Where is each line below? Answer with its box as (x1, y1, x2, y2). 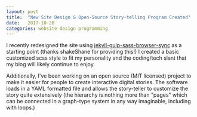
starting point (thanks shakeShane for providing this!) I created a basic (6, 48, 179, 56)
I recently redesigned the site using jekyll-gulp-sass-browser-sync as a (6, 42, 182, 49)
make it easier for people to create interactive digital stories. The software (6, 79, 188, 86)
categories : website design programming (6, 25, 109, 32)
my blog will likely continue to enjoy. (6, 61, 96, 68)
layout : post (6, 8, 39, 15)
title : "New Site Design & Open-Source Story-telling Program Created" (6, 14, 191, 20)
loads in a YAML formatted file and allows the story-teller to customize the (6, 85, 189, 93)
